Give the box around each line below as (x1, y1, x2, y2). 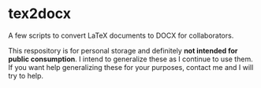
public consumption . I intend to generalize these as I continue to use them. (8, 54, 254, 64)
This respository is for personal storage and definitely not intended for (8, 46, 238, 55)
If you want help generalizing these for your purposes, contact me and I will (8, 62, 254, 71)
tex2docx (8, 5, 71, 23)
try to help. (8, 71, 44, 80)
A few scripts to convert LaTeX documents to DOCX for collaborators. (8, 31, 234, 40)
